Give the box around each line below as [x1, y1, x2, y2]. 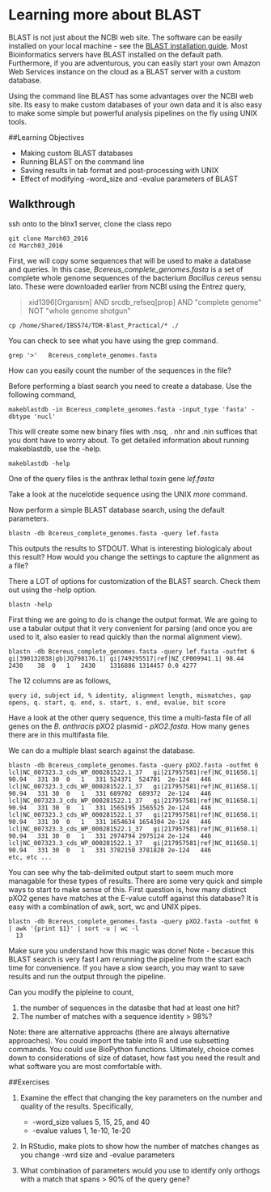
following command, [8, 390, 77, 399]
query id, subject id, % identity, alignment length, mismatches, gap [8, 691, 252, 700]
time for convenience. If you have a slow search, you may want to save [8, 962, 245, 972]
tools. [8, 116, 28, 126]
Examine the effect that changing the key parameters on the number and [19, 1093, 263, 1102]
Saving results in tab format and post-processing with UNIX [19, 165, 219, 175]
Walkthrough [8, 197, 75, 211]
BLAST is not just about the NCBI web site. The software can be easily [8, 32, 243, 42]
